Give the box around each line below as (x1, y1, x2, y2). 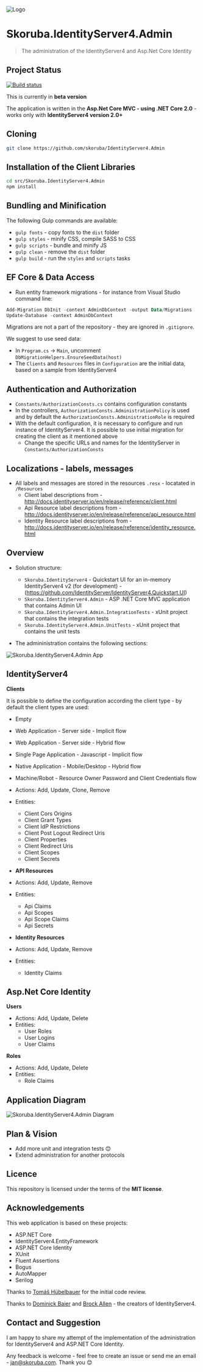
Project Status (6, 65, 62, 76)
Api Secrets (24, 921, 54, 929)
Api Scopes (24, 909, 54, 916)
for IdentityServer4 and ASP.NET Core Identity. (6, 1340, 124, 1348)
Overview (6, 548, 45, 558)
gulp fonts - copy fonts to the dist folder (15, 229, 120, 236)
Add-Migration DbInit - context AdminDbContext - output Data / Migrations (6, 307, 192, 313)
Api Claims (24, 902, 52, 910)
